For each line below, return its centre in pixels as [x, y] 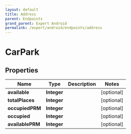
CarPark [22, 52]
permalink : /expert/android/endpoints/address [54, 28]
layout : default [22, 10]
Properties [22, 70]
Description [82, 84]
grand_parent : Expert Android [36, 23]
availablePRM [24, 124]
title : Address [21, 14]
